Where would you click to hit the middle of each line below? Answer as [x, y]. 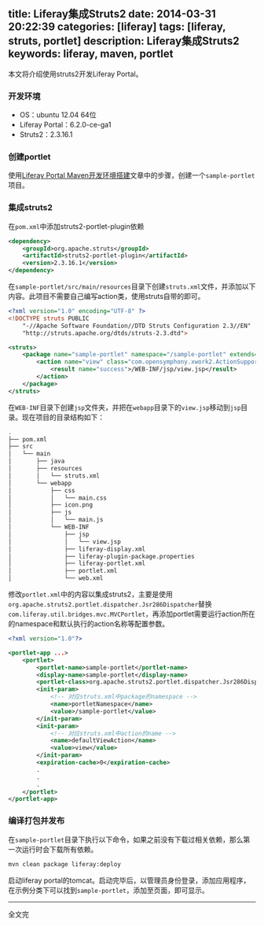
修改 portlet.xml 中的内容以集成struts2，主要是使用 [90, 594]
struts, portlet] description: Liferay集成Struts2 [124, 41]
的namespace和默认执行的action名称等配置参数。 [89, 624]
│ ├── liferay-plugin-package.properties [101, 556]
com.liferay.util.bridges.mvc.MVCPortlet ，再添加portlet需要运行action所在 [132, 614]
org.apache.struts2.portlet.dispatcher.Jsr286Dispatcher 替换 [110, 604]
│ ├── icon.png [50, 505]
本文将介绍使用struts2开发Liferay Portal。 [75, 74]
